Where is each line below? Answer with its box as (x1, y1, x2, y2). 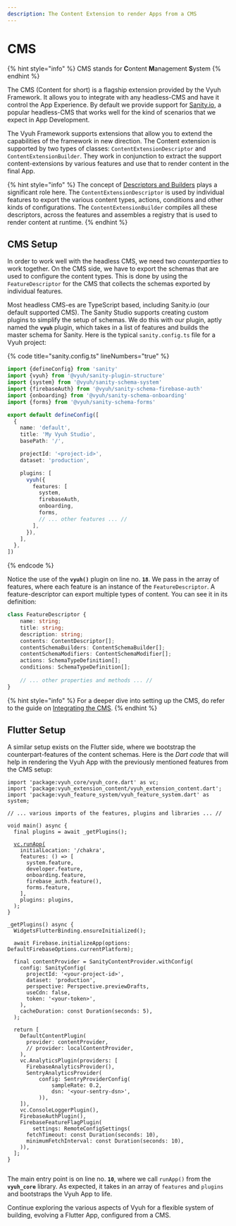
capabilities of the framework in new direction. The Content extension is (7, 136, 216, 145)
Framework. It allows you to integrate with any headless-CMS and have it (7, 93, 220, 101)
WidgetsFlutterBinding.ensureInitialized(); (13, 927, 147, 935)
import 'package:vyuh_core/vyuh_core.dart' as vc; (7, 779, 159, 786)
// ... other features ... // (38, 515, 128, 523)
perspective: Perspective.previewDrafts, (25, 983, 150, 990)
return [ (13, 1026, 39, 1034)
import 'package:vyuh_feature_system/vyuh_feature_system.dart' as (7, 791, 210, 798)
